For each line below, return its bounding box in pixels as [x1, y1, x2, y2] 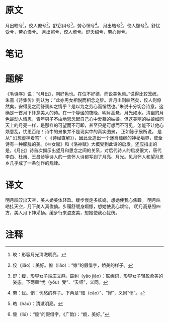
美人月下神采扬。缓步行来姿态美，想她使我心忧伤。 [14, 209, 120, 215]
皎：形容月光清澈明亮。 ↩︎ [12, 251, 66, 257]
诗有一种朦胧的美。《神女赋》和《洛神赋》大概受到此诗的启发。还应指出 [5, 141, 153, 147]
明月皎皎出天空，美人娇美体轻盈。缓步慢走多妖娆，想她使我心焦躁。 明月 [5, 197, 156, 203]
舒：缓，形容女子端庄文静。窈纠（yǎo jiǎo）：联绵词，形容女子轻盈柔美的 [12, 273, 163, 279]
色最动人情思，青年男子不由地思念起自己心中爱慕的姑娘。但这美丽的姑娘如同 [5, 116, 164, 122]
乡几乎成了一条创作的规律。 [5, 159, 63, 166]
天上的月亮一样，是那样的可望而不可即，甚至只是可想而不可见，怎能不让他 [5, 122, 159, 128]
